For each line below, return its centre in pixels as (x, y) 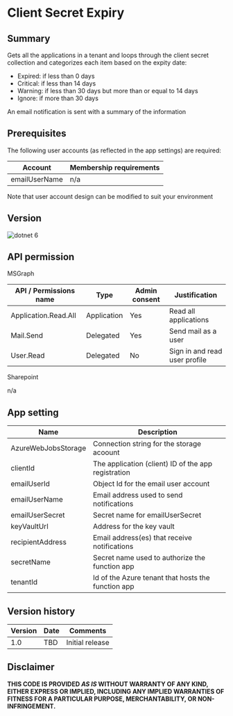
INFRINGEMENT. (32, 706)
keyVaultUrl (29, 527)
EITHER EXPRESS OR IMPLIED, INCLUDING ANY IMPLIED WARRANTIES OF (116, 691)
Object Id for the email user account (151, 484)
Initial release (88, 643)
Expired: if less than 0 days (56, 76)
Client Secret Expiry (66, 13)
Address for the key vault (133, 527)
